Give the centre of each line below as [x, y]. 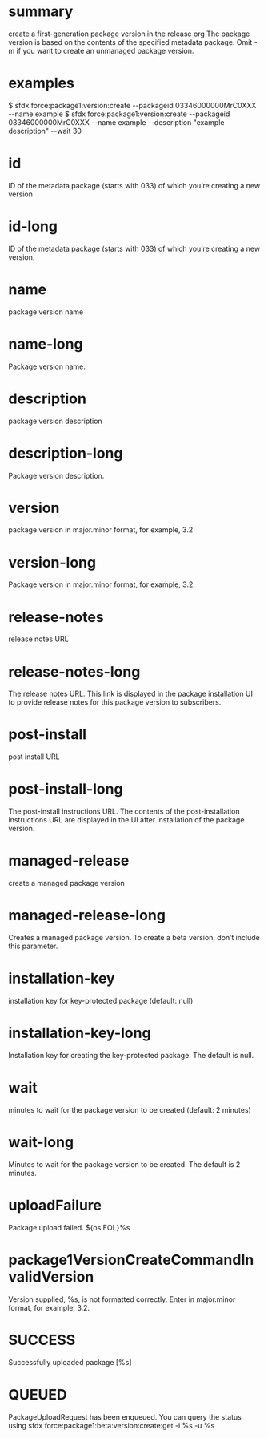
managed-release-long [87, 915]
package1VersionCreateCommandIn [131, 1260]
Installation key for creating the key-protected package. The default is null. [131, 1055]
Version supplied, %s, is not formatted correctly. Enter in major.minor [122, 1299]
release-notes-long [74, 671]
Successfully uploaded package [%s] [70, 1362]
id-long [33, 226]
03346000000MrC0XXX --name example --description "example [116, 122]
